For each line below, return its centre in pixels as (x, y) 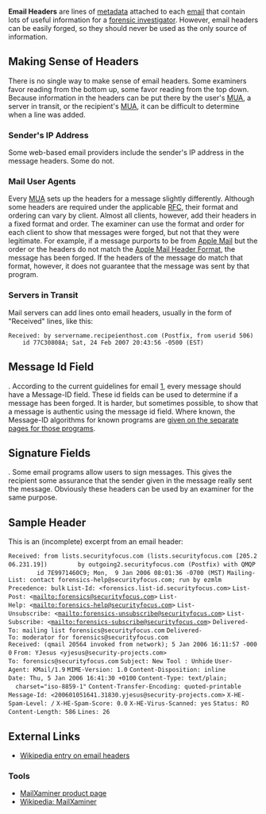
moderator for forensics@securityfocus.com (96, 638)
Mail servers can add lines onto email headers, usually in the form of (120, 312)
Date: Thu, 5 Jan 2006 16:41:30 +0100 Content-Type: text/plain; (118, 678)
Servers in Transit (43, 295)
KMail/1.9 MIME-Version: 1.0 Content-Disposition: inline (129, 670)
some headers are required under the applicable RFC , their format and (123, 207)
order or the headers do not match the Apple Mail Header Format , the (122, 249)
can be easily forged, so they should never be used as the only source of (128, 28)
